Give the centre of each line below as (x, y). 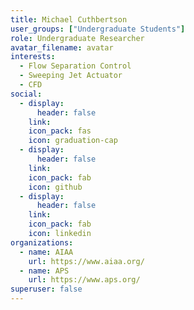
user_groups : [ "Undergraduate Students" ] (98, 29)
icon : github (55, 187)
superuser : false (46, 289)
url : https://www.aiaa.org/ (86, 261)
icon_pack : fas (60, 131)
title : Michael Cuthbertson (69, 19)
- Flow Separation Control (75, 66)
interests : (33, 57)
